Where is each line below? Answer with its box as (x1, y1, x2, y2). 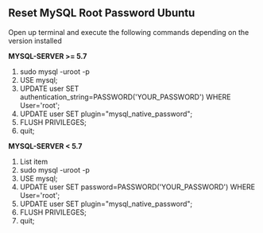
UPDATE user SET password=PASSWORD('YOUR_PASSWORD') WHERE (19, 182, 256, 192)
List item (19, 157, 48, 166)
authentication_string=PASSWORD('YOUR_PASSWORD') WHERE (19, 91, 232, 102)
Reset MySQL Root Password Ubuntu (8, 6, 195, 20)
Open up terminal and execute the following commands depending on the (8, 27, 249, 37)
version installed (8, 36, 62, 45)
